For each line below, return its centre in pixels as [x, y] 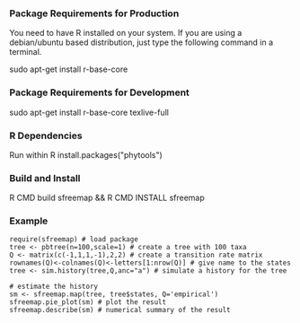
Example [29, 221]
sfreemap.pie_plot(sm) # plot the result [88, 302]
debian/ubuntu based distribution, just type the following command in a [141, 42]
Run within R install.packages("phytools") [86, 154]
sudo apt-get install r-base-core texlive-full [89, 112]
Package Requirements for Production [94, 13]
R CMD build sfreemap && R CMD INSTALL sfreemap [107, 198]
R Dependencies [46, 135]
